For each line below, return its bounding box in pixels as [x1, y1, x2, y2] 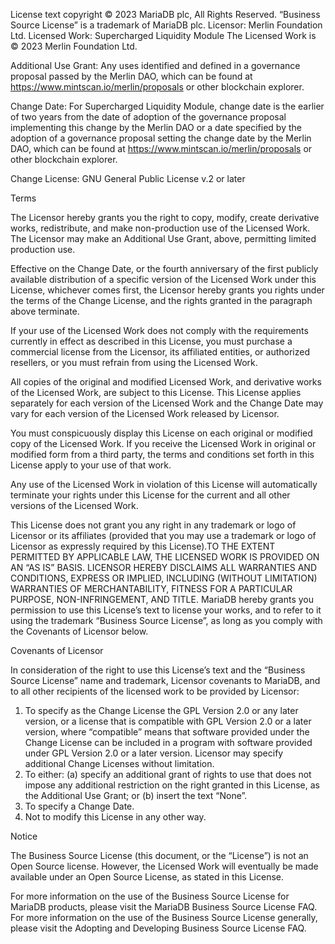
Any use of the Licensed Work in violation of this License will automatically [10, 479, 318, 490]
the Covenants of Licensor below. [10, 625, 149, 637]
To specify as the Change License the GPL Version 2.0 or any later [24, 705, 299, 716]
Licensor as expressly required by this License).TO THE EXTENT [10, 540, 276, 552]
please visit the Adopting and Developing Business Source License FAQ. [10, 922, 307, 934]
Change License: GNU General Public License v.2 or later [10, 173, 246, 184]
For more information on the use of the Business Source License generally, [10, 912, 318, 923]
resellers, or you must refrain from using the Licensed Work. [10, 357, 258, 368]
